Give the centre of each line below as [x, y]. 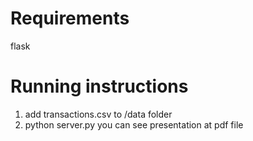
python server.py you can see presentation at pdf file [134, 124]
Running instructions [99, 86]
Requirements [70, 18]
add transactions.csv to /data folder [98, 114]
